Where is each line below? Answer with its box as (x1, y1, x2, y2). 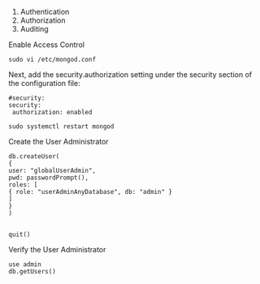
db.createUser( (8, 153, 60, 161)
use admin (8, 260, 42, 269)
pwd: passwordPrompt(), (8, 174, 89, 182)
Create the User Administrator (8, 137, 109, 146)
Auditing (19, 24, 49, 33)
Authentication (19, 7, 70, 16)
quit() (8, 230, 31, 239)
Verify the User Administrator (8, 245, 106, 254)
